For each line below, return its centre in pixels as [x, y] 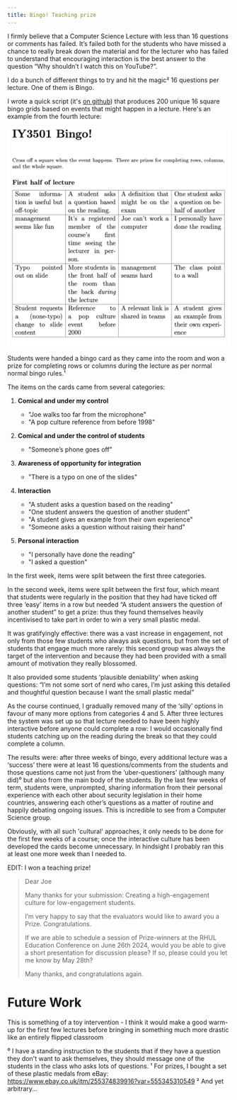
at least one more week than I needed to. [67, 853]
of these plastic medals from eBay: [58, 1073]
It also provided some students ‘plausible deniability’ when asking [103, 677]
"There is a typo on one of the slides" [83, 477]
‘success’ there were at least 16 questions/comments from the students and [118, 765]
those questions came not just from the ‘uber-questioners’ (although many [116, 772]
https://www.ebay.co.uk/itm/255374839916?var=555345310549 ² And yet [116, 1081]
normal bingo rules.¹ [36, 373]
